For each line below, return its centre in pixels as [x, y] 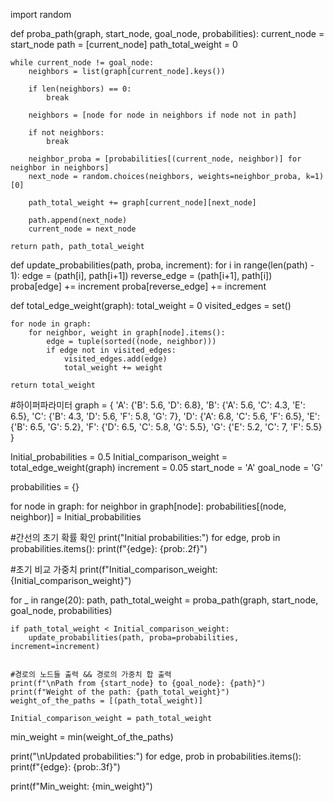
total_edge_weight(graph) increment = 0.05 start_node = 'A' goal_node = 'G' [167, 467]
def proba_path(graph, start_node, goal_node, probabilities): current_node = [167, 33]
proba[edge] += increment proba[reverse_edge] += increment [138, 286]
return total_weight [53, 385]
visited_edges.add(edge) [115, 359]
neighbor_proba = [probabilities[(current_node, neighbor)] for [165, 159]
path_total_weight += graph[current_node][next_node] [142, 203]
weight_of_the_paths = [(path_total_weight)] [106, 701]
